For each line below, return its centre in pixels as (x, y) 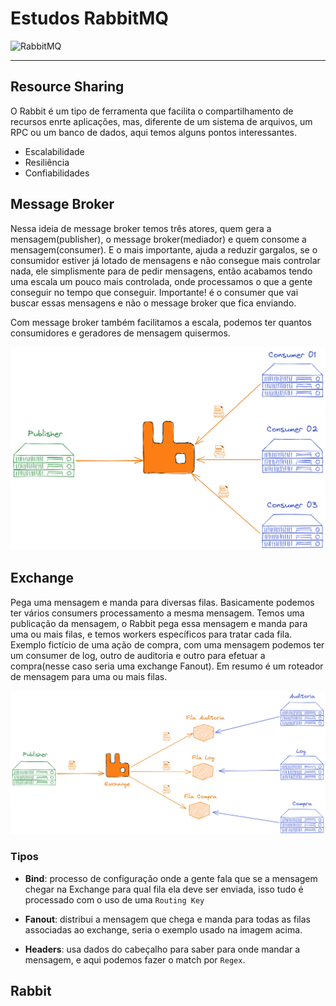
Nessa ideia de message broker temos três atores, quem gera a (141, 228)
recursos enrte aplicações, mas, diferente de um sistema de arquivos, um (161, 121)
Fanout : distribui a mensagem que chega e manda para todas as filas (167, 919)
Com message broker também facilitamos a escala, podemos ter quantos (161, 322)
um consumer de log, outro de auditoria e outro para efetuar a (138, 655)
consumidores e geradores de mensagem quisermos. (120, 333)
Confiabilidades (57, 173)
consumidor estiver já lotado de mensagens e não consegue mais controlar (165, 260)
